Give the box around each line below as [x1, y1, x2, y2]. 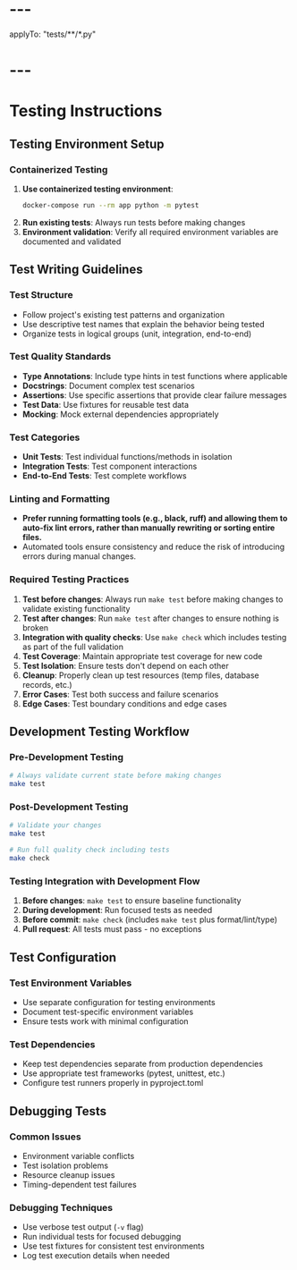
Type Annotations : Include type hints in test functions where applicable [21, 370, 288, 381]
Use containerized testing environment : [21, 183, 174, 194]
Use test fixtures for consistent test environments [21, 1240, 205, 1251]
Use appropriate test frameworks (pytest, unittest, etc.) [21, 1068, 225, 1079]
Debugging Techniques [9, 1201, 114, 1214]
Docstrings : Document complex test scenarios [21, 380, 195, 391]
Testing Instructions [9, 101, 163, 122]
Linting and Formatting [9, 493, 110, 505]
